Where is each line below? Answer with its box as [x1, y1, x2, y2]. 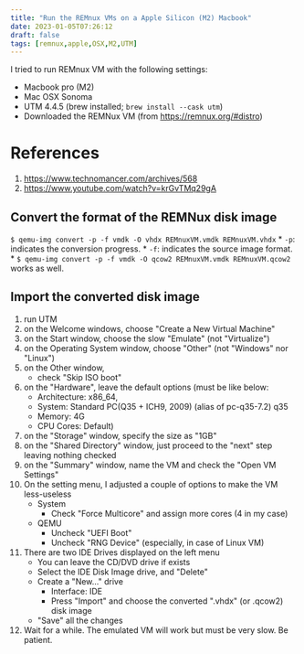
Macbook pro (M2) [23, 81, 95, 92]
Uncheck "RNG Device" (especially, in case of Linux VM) [50, 537, 265, 548]
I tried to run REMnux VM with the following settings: [10, 64, 208, 75]
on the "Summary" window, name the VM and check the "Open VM [23, 459, 277, 470]
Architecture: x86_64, [37, 391, 118, 402]
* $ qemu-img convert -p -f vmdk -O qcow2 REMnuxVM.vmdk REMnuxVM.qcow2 [10, 253, 291, 263]
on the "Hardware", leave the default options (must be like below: [23, 381, 269, 392]
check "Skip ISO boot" [37, 371, 122, 382]
